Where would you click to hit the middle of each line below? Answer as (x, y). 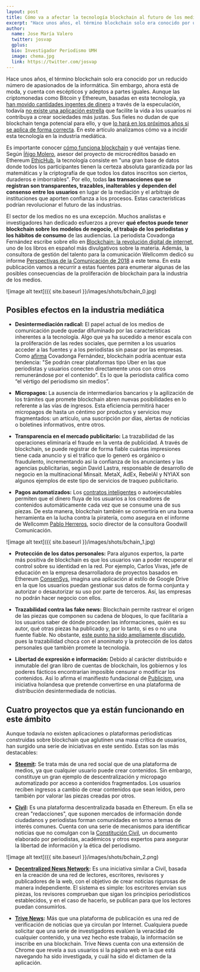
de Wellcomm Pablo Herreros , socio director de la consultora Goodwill (101, 524)
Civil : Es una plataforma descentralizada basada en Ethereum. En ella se (104, 808)
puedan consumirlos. (41, 907)
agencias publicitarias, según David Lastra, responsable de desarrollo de (104, 468)
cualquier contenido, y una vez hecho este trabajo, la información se (99, 937)
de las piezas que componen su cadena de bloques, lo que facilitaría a (101, 616)
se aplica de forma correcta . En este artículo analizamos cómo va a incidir (97, 130)
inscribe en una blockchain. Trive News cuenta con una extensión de (99, 944)
